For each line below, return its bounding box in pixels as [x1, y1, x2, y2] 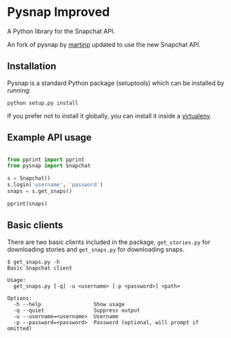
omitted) [7, 325, 32, 332]
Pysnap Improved [7, 4, 110, 20]
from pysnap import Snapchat [7, 162, 91, 169]
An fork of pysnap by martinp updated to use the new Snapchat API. [7, 40, 201, 48]
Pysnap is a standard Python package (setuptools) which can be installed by [7, 79, 225, 87]
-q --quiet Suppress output [13, 307, 140, 314]
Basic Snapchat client [7, 264, 72, 272]
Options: [7, 294, 32, 301]
